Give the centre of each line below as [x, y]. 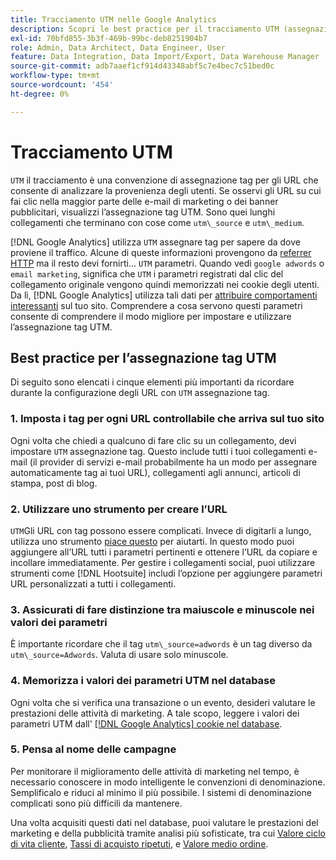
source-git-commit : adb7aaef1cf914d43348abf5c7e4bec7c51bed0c [142, 66]
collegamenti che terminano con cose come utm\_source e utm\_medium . [157, 222]
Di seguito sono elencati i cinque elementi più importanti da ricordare [152, 382]
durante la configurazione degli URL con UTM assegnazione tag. [140, 393]
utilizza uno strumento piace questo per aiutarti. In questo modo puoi [152, 541]
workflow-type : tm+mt [55, 76]
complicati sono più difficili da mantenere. [96, 803]
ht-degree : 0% [40, 94]
